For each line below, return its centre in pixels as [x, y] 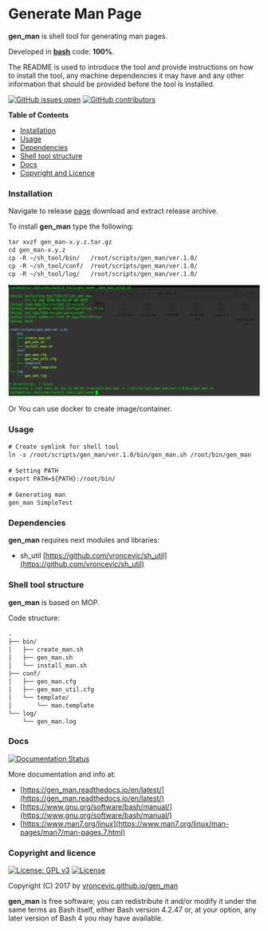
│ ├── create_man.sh [46, 649]
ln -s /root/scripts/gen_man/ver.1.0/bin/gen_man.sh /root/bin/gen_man [130, 455]
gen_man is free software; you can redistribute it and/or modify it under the [132, 901]
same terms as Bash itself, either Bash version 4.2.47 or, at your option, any [132, 910]
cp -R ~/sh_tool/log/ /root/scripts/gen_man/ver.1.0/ [103, 274]
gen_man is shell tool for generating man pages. [88, 36]
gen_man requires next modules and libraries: [84, 540]
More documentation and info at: [62, 774]
